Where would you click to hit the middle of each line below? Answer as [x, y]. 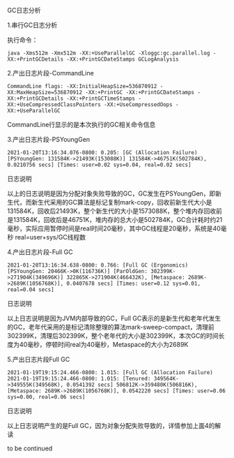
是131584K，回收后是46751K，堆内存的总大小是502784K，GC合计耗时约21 [115, 220]
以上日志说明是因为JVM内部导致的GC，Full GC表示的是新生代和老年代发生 [114, 318]
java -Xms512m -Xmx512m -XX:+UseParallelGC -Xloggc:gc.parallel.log [109, 53]
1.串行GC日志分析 [32, 25]
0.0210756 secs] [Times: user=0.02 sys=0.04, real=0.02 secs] [99, 165]
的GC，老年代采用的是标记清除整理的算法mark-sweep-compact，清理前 [111, 327]
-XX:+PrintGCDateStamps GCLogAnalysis [123, 59]
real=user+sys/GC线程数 [50, 237]
